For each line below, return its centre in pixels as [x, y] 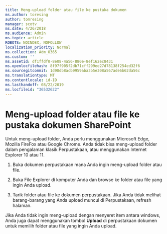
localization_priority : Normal [38, 47]
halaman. [22, 206]
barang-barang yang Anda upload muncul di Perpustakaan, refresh [82, 200]
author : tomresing [24, 19]
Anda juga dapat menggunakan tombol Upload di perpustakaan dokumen [81, 221]
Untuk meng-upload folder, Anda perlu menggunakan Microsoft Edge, [77, 139]
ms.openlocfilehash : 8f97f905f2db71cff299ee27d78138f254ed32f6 [73, 66]
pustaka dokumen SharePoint [68, 125]
